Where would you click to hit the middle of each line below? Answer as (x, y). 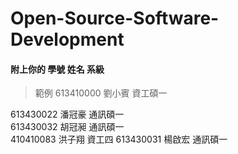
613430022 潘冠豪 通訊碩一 (67, 114)
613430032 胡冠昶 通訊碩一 (67, 127)
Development (67, 39)
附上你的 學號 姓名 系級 (57, 69)
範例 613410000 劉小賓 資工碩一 (101, 93)
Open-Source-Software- (115, 18)
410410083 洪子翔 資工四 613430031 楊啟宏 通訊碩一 (119, 139)
